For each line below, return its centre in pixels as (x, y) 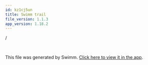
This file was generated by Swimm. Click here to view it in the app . (74, 57)
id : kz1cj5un (19, 10)
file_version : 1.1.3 (27, 19)
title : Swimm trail (26, 14)
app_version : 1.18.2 (27, 24)
